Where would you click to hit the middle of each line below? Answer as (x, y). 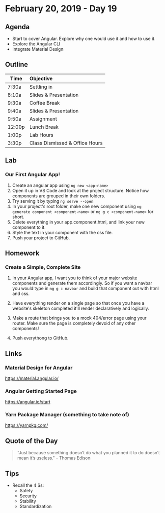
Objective (41, 78)
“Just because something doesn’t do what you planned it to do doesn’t (88, 453)
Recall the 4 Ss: (28, 485)
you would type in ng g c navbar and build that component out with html (85, 289)
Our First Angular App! (33, 175)
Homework (22, 253)
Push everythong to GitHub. (40, 338)
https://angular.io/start (28, 402)
